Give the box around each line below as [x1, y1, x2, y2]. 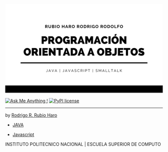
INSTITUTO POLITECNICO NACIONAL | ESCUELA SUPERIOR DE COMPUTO [5, 141, 161, 147]
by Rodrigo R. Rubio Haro [5, 112, 57, 118]
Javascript [12, 131, 34, 137]
